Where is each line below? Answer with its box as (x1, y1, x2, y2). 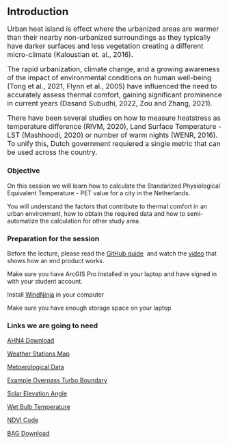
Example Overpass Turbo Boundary (7, 376, 108, 384)
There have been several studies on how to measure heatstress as (7, 113, 221, 123)
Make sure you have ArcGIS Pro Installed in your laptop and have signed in (7, 269, 217, 278)
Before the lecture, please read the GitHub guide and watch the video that (7, 249, 217, 258)
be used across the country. (7, 147, 98, 157)
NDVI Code (7, 416, 39, 424)
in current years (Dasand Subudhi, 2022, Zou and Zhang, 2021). (7, 99, 213, 108)
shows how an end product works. (7, 256, 105, 264)
